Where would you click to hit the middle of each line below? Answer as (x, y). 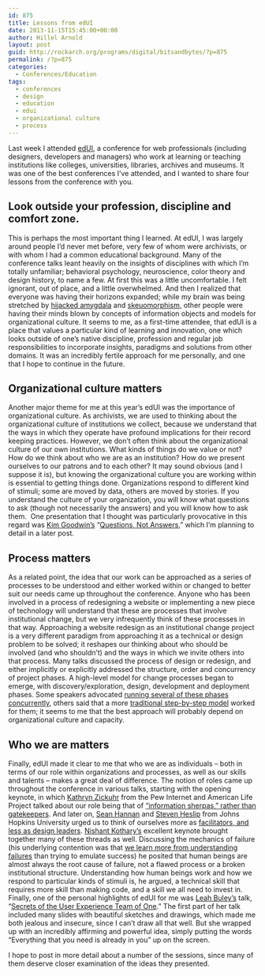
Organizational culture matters (85, 388)
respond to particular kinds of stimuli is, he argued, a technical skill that (124, 881)
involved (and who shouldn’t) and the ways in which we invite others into (126, 653)
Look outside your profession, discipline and (119, 206)
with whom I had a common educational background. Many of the (115, 254)
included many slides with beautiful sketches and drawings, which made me (132, 914)
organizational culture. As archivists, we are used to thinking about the (123, 416)
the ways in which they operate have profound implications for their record (129, 433)
